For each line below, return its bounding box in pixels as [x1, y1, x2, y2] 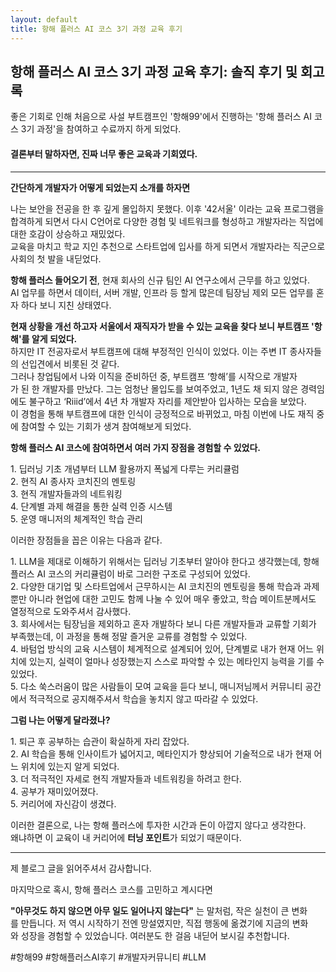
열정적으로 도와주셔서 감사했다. [10, 605, 132, 617]
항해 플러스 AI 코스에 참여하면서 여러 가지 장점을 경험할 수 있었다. [10, 441, 261, 453]
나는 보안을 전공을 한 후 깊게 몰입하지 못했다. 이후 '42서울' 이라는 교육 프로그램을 [10, 202, 325, 215]
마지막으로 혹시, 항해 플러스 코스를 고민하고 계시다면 [10, 883, 213, 895]
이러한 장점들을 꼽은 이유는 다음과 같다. [10, 534, 163, 546]
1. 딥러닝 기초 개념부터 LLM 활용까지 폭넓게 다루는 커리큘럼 [10, 462, 240, 475]
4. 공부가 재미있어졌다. [10, 785, 99, 797]
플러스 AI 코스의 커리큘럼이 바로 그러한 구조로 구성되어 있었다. [10, 567, 251, 580]
